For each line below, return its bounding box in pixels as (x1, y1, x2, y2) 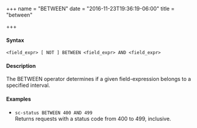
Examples (6, 95, 32, 102)
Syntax (6, 36, 24, 43)
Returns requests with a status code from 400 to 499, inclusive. (14, 115, 171, 122)
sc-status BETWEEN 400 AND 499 (14, 110, 93, 115)
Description (6, 62, 36, 69)
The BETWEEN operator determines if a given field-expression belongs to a (6, 76, 192, 83)
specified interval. (6, 82, 51, 89)
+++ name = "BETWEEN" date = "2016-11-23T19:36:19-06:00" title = (6, 5, 175, 12)
